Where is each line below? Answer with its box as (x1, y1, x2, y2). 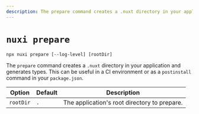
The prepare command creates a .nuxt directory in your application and (6, 61, 181, 69)
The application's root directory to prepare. (63, 98, 183, 106)
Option (9, 88, 30, 96)
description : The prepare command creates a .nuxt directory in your (6, 8, 182, 15)
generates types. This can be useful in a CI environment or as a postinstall (6, 68, 191, 75)
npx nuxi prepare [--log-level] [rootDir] (6, 51, 113, 57)
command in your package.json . (6, 74, 84, 82)
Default (36, 88, 58, 96)
